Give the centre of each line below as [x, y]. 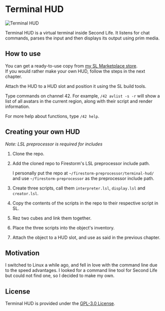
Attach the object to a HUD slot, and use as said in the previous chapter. [86, 237]
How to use [23, 54]
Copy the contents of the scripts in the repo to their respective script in [85, 203]
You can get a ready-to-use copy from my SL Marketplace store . [72, 65]
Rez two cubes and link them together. [52, 218]
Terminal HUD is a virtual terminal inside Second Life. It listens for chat [78, 32]
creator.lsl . [25, 193]
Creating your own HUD [43, 132]
